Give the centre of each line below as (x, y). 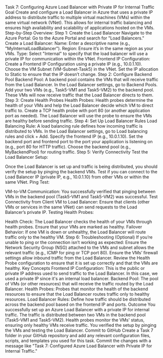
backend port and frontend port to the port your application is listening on (79, 141)
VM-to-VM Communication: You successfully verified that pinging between (80, 191)
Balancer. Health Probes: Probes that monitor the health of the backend (77, 289)
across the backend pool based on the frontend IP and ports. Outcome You (80, 304)
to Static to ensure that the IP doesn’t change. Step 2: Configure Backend (79, 74)
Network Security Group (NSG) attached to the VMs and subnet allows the (80, 247)
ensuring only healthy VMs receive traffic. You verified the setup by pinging (81, 325)
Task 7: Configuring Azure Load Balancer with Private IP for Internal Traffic (80, 7)
